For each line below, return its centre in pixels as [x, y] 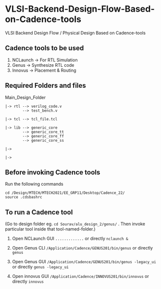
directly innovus [28, 282]
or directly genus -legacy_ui [40, 267]
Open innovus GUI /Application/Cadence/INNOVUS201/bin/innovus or [80, 276]
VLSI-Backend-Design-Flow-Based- [80, 9]
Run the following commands [34, 184]
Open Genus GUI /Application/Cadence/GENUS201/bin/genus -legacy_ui [84, 262]
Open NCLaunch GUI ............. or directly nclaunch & [70, 239]
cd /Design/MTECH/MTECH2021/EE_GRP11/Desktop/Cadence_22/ [65, 193]
